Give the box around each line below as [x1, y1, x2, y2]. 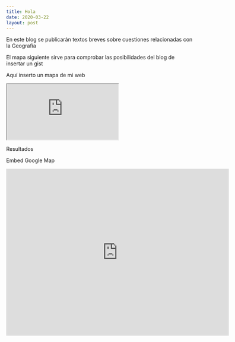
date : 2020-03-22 [6, 14, 49, 20]
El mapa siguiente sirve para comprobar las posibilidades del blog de [6, 54, 175, 61]
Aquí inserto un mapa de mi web [6, 72, 85, 79]
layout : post [6, 20, 39, 26]
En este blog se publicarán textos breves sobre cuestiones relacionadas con [6, 36, 193, 43]
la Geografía [6, 42, 37, 49]
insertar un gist [6, 60, 43, 67]
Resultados [6, 145, 34, 153]
